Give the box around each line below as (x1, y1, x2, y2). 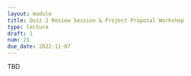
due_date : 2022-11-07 (7, 43, 71, 50)
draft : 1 (7, 30, 33, 37)
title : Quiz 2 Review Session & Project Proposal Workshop (7, 17, 185, 24)
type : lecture (7, 23, 49, 30)
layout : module (7, 10, 52, 18)
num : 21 (7, 37, 30, 44)
